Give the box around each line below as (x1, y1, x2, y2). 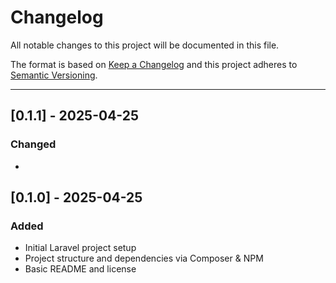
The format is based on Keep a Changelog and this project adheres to (10, 58, 298, 70)
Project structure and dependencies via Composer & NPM (24, 252, 264, 265)
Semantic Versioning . (10, 69, 98, 81)
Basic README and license (24, 263, 137, 275)
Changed (10, 137, 57, 151)
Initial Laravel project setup (24, 242, 137, 254)
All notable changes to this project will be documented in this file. (10, 39, 280, 51)
